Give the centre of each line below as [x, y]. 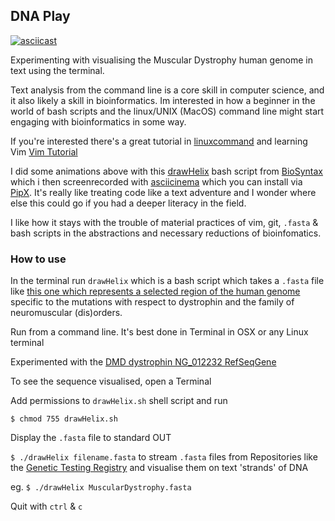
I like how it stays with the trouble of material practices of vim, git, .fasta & [164, 222]
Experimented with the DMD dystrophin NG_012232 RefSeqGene [143, 362]
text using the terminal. [57, 70]
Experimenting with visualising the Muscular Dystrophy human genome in [162, 60]
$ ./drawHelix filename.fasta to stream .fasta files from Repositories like [164, 457]
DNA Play [40, 16]
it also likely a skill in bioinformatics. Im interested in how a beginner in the [163, 100]
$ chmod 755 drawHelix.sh [64, 419]
